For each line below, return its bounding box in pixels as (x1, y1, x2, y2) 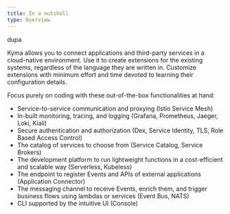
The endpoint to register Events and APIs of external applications (16, 169, 201, 178)
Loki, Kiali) (16, 119, 47, 127)
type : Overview (7, 16, 51, 23)
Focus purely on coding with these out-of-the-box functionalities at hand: (7, 91, 215, 99)
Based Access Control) (16, 133, 82, 141)
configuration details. (7, 78, 67, 86)
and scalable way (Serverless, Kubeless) (16, 163, 133, 171)
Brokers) (16, 148, 42, 156)
